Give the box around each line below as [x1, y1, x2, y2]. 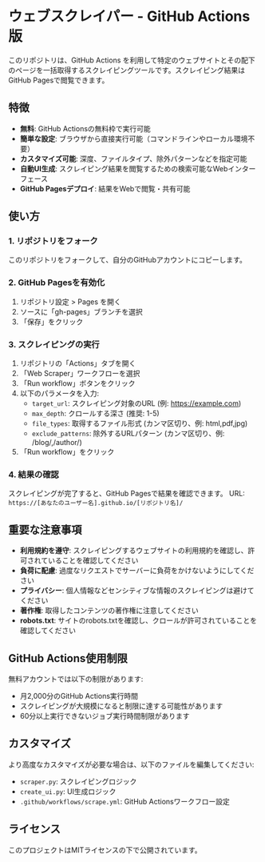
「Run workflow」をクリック [19, 447, 115, 457]
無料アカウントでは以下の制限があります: [8, 674, 144, 684]
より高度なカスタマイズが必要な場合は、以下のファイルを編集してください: [8, 760, 255, 769]
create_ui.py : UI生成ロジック [19, 786, 117, 796]
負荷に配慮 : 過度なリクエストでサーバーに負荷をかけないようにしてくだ [19, 566, 255, 575]
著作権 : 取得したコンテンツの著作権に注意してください [19, 606, 199, 615]
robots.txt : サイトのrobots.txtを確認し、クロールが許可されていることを [19, 615, 258, 625]
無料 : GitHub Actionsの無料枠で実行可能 [19, 123, 152, 133]
